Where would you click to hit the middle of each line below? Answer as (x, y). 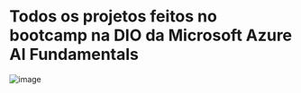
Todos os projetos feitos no (114, 17)
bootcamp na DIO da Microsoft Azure (151, 35)
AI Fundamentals (74, 55)
